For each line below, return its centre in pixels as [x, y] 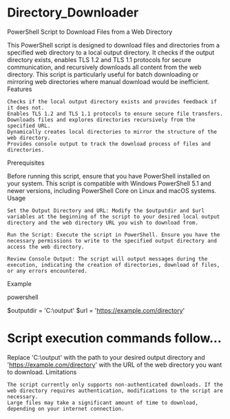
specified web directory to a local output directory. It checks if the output [111, 52]
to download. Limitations [42, 372]
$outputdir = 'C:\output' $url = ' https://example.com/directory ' [96, 310]
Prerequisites [26, 163]
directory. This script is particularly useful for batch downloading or [103, 74]
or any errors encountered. [48, 271]
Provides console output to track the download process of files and [109, 144]
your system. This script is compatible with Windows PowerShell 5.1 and [109, 183]
